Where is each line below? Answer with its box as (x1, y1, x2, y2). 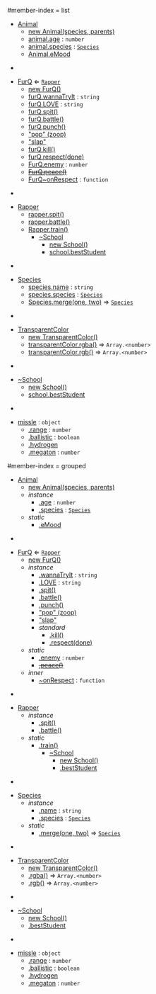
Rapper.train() (28, 225, 68, 233)
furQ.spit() (28, 108, 59, 115)
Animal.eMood (28, 50, 71, 58)
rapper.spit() (28, 210, 65, 218)
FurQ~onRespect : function (28, 175, 109, 183)
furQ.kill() (28, 145, 56, 153)
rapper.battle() (28, 218, 71, 226)
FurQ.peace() (28, 168, 67, 176)
